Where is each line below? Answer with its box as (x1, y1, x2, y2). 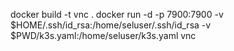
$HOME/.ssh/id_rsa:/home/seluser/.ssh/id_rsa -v (10, 19, 212, 31)
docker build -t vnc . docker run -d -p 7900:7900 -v (10, 9, 224, 20)
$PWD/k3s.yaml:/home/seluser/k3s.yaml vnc (10, 30, 197, 41)
